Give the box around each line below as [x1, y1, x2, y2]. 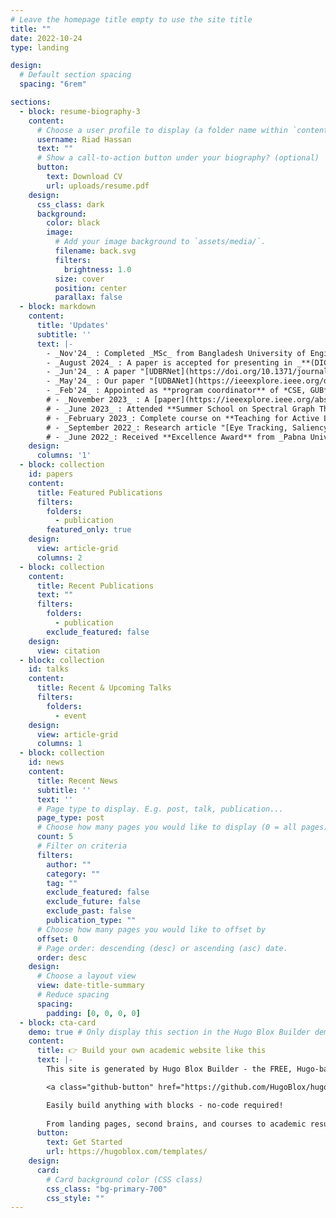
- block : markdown [19, 302, 97, 312]
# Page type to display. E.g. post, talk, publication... [36, 804, 284, 814]
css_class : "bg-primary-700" [46, 1184, 168, 1194]
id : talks [28, 664, 70, 675]
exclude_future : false [46, 897, 141, 907]
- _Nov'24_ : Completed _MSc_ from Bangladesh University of [46, 348, 307, 358]
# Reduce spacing [36, 990, 110, 1000]
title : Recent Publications [36, 581, 155, 591]
